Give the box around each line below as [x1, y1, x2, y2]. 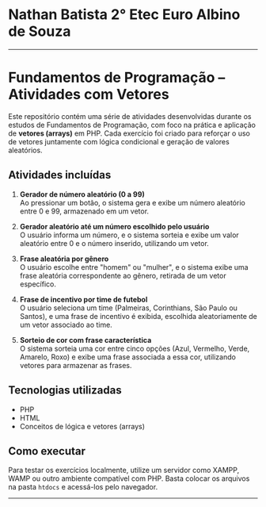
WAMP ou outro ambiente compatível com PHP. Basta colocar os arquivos [8, 474, 250, 483]
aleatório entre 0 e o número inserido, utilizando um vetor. [19, 238, 210, 248]
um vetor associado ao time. [19, 320, 112, 329]
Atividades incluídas [8, 168, 112, 182]
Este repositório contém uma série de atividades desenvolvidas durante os [8, 111, 252, 121]
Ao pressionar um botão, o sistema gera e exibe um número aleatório [19, 198, 245, 207]
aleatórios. [8, 145, 43, 155]
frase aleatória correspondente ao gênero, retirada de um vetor [19, 271, 227, 280]
